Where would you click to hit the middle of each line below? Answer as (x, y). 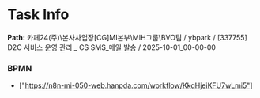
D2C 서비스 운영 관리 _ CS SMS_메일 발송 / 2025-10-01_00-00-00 (112, 47)
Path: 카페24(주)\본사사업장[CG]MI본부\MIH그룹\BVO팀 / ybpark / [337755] (128, 37)
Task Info (38, 15)
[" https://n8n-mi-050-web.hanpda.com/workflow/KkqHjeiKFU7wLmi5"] (136, 85)
